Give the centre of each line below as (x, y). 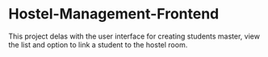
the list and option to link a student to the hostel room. (98, 44)
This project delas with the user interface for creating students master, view (134, 36)
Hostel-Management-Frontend (114, 14)
